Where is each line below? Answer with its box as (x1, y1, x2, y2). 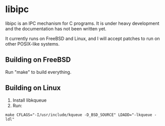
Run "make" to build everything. (5, 69, 72, 75)
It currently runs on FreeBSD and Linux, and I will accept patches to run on (5, 35, 160, 41)
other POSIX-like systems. (5, 40, 60, 47)
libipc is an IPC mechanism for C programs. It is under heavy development (5, 20, 160, 26)
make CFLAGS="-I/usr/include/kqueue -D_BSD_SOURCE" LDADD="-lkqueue (5, 112, 152, 117)
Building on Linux (5, 83, 61, 92)
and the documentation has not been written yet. (5, 25, 107, 31)
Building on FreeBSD (5, 56, 71, 64)
